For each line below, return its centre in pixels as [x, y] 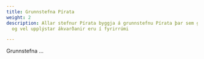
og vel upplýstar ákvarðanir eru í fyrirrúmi [70, 29]
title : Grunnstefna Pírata [40, 12]
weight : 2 [19, 17]
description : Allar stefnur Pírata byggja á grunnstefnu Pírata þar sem [100, 23]
